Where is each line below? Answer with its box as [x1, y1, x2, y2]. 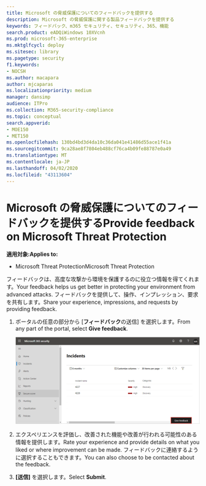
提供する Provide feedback [60, 216, 195, 230]
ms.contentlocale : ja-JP [6, 159, 70, 165]
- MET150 [6, 133, 29, 139]
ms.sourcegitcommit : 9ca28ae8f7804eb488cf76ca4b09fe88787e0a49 [6, 146, 172, 152]
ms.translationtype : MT [6, 152, 67, 159]
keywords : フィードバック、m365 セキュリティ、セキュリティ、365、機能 [6, 23, 169, 29]
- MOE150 [6, 126, 29, 133]
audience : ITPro [6, 101, 48, 107]
